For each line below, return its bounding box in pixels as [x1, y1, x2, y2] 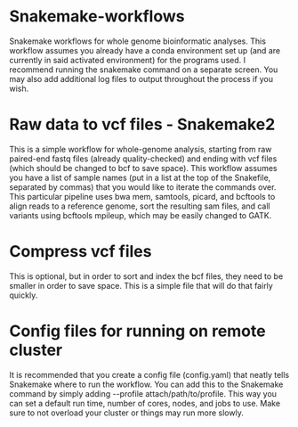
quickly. [9, 290, 38, 300]
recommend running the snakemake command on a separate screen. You [9, 64, 278, 75]
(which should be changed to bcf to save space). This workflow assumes [9, 162, 278, 173]
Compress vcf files [9, 242, 152, 262]
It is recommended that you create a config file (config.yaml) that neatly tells [9, 369, 290, 380]
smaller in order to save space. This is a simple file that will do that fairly [9, 280, 273, 291]
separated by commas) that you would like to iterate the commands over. [9, 181, 277, 193]
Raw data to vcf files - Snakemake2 [9, 114, 276, 135]
